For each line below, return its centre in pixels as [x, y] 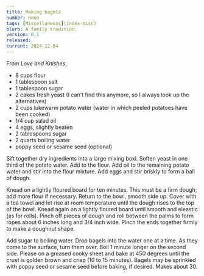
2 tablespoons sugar [41, 133]
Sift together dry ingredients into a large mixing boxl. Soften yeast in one [97, 158]
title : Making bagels [34, 12]
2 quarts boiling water [43, 140]
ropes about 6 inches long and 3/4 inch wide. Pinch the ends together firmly [102, 222]
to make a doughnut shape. [40, 228]
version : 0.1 [23, 35]
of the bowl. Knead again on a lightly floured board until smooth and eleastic [102, 209]
